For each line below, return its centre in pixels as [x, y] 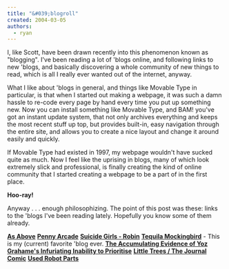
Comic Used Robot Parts [43, 259]
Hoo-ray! [20, 195]
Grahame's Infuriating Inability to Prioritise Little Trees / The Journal [107, 251]
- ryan [23, 33]
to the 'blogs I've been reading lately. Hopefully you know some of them [109, 216]
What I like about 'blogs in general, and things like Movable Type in [102, 88]
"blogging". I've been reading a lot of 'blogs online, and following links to [110, 60]
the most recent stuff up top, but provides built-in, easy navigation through [113, 124]
